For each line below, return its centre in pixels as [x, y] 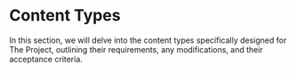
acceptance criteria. [46, 59]
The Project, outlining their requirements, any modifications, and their [136, 49]
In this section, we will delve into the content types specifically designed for [148, 40]
